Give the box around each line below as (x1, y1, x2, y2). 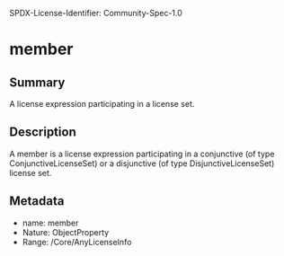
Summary (9, 75, 66, 90)
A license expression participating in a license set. (9, 99, 195, 109)
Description (9, 125, 76, 140)
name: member (22, 217, 79, 228)
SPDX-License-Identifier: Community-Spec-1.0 (9, 8, 182, 18)
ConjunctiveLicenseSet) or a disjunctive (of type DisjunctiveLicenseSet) (9, 157, 275, 169)
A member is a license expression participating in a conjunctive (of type (9, 148, 275, 159)
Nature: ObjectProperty (22, 226, 110, 237)
